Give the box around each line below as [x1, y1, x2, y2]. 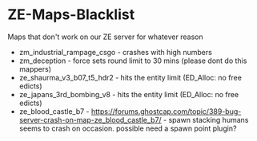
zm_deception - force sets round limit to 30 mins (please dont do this [18, 56, 247, 65]
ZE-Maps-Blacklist [7, 6, 135, 24]
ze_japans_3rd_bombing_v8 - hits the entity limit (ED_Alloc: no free [18, 89, 239, 99]
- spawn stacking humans [163, 115, 249, 124]
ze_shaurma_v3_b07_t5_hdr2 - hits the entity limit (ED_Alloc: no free [18, 72, 242, 82]
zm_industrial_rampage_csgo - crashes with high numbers [18, 47, 213, 57]
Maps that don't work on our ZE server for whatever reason [7, 32, 203, 41]
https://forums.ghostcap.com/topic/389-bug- [90, 106, 242, 116]
